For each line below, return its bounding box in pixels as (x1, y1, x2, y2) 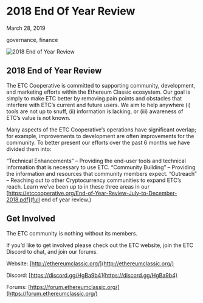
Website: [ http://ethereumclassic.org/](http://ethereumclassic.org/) (6, 260, 174, 267)
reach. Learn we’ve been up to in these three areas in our (6, 183, 150, 190)
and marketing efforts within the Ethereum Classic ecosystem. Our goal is (6, 88, 191, 96)
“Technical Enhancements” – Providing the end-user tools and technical (6, 157, 187, 164)
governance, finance (6, 36, 58, 43)
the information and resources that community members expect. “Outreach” (6, 170, 198, 177)
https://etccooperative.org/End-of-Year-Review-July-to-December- (8, 189, 177, 197)
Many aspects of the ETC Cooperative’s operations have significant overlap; (6, 126, 196, 133)
